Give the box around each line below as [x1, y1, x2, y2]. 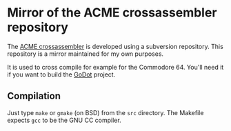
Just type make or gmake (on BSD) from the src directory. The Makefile [7, 108, 204, 117]
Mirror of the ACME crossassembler [7, 5, 217, 21]
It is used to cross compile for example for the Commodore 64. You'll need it [7, 63, 224, 71]
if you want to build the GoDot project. [7, 70, 116, 79]
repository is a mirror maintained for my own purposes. [7, 50, 164, 58]
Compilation [7, 90, 61, 102]
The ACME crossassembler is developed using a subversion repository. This [7, 42, 224, 50]
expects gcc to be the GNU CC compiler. [7, 116, 122, 124]
